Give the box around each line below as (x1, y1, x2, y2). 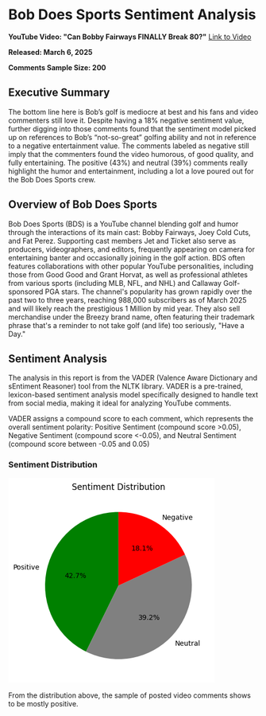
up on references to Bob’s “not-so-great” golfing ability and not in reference (8, 132, 256, 142)
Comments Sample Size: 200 (8, 62, 106, 72)
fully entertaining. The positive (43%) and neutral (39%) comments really (8, 158, 249, 167)
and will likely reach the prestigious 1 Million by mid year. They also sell (8, 303, 241, 313)
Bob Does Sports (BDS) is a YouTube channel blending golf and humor (8, 219, 239, 229)
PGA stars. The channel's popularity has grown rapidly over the (44, 287, 253, 296)
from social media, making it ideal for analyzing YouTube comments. (8, 398, 232, 408)
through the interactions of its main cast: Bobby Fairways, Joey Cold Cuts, (8, 227, 252, 237)
